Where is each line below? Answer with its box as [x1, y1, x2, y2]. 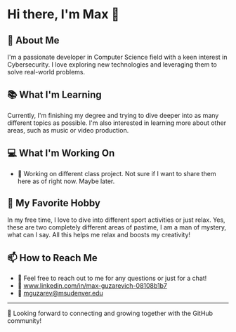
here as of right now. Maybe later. [17, 177, 115, 185]
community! [7, 317, 42, 325]
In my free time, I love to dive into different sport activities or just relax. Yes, [7, 215, 226, 224]
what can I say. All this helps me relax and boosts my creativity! [7, 231, 191, 239]
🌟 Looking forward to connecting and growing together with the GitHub [7, 309, 213, 318]
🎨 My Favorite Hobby [7, 197, 100, 209]
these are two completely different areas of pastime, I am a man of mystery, [7, 223, 227, 232]
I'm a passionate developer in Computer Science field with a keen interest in [7, 53, 228, 61]
